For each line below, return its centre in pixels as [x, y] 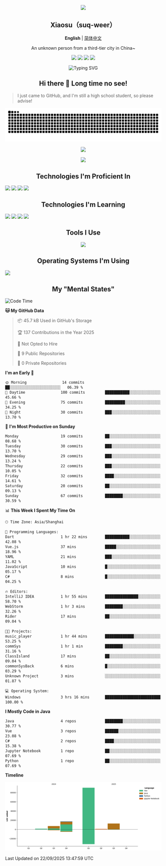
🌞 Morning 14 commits [45, 383]
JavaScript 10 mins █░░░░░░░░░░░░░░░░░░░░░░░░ [83, 567]
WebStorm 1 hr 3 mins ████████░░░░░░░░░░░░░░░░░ [83, 606]
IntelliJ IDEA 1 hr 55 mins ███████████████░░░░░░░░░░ [83, 597]
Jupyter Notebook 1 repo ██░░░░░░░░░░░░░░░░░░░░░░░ [83, 751]
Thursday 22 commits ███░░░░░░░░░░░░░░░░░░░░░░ [83, 466]
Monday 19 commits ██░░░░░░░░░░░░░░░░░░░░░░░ [83, 436]
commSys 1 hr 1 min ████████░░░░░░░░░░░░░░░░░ [83, 646]
